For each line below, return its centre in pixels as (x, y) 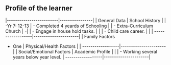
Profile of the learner (39, 8)
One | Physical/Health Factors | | (47, 46)
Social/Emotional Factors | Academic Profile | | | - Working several (88, 51)
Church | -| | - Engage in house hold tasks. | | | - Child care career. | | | (79, 31)
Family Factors (100, 36)
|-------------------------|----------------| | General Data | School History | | (86, 20)
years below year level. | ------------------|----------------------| (81, 57)
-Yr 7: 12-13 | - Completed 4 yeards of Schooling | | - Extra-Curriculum (79, 26)
